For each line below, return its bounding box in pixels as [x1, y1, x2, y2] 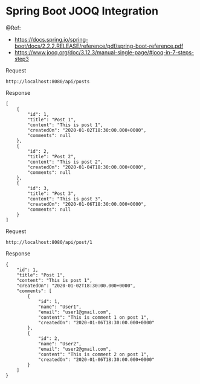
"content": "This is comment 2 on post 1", [37, 351, 149, 357]
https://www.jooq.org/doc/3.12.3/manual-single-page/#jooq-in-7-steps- [14, 48, 195, 56]
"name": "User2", [37, 341, 82, 347]
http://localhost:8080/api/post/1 [5, 239, 93, 245]
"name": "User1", [37, 304, 82, 310]
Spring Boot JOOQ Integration [5, 4, 158, 18]
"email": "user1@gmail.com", [37, 309, 112, 315]
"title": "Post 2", [27, 153, 77, 159]
